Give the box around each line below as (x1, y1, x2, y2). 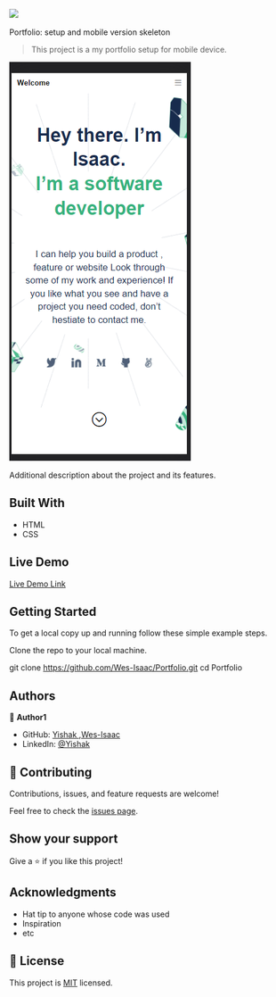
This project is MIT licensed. (9, 977, 113, 988)
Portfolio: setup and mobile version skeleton (9, 27, 171, 37)
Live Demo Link (9, 578, 67, 589)
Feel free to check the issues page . (9, 806, 138, 817)
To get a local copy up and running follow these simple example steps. (9, 627, 268, 638)
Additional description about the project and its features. (9, 469, 216, 480)
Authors (9, 688, 56, 703)
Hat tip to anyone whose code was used (21, 909, 170, 919)
